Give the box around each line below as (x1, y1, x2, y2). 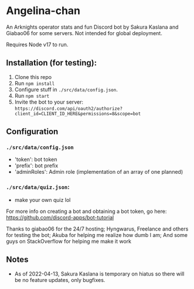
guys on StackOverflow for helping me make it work (6, 238, 132, 245)
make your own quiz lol (14, 196, 71, 203)
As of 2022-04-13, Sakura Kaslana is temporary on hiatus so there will (14, 270, 185, 277)
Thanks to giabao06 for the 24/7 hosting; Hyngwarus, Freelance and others (6, 225, 189, 232)
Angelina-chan (6, 4, 81, 18)
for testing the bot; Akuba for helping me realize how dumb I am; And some (6, 231, 188, 238)
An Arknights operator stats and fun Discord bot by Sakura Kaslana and (6, 23, 179, 30)
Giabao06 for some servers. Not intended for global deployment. (6, 29, 162, 36)
